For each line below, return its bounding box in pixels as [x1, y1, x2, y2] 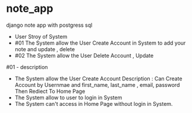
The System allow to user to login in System [14, 94, 122, 101]
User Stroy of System [14, 33, 68, 40]
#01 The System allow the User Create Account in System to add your [14, 39, 186, 46]
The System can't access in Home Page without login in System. [14, 100, 173, 107]
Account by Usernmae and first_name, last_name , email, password [14, 81, 180, 88]
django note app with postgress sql [6, 21, 93, 29]
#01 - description [6, 63, 48, 70]
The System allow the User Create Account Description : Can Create [14, 75, 182, 82]
